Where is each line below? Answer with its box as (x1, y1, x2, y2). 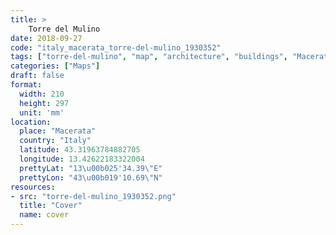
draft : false (10, 71, 65, 81)
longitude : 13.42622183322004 (19, 154, 145, 164)
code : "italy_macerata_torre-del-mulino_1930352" (10, 42, 222, 53)
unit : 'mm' (19, 107, 65, 118)
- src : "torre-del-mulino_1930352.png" (10, 191, 177, 201)
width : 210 (19, 89, 65, 99)
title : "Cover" (19, 201, 83, 211)
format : (10, 80, 43, 90)
